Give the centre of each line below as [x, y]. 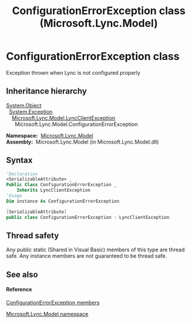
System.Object [24, 105]
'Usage [14, 196]
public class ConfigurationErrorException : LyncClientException [88, 217]
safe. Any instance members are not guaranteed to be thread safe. [87, 256]
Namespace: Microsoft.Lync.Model [50, 135]
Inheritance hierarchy [46, 91]
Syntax [19, 160]
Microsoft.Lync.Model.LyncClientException [63, 118]
